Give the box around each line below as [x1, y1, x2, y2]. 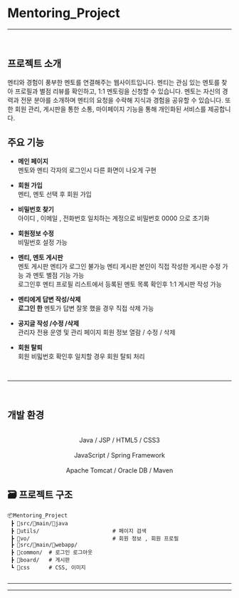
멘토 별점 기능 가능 [33, 271, 85, 279]
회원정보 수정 [17, 229, 55, 237]
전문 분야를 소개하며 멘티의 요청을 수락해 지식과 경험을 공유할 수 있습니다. [20, 96, 224, 104]
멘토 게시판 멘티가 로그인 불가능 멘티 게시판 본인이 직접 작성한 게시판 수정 [17, 262, 221, 270]
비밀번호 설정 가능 [17, 237, 68, 247]
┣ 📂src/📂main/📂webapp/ [10, 542, 78, 549]
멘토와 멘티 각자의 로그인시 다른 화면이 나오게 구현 [17, 165, 156, 174]
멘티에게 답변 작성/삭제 [17, 294, 81, 304]
